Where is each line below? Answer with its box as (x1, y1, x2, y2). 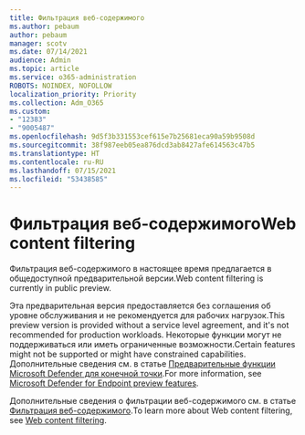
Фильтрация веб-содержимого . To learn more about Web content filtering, (9, 405, 293, 416)
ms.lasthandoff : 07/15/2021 (9, 166, 117, 175)
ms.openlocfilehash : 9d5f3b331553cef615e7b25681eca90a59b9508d (9, 132, 256, 141)
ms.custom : (9, 107, 51, 116)
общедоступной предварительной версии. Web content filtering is (9, 273, 264, 284)
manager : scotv (9, 38, 68, 48)
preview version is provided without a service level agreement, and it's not (9, 320, 289, 331)
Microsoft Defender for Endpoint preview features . (9, 378, 199, 388)
